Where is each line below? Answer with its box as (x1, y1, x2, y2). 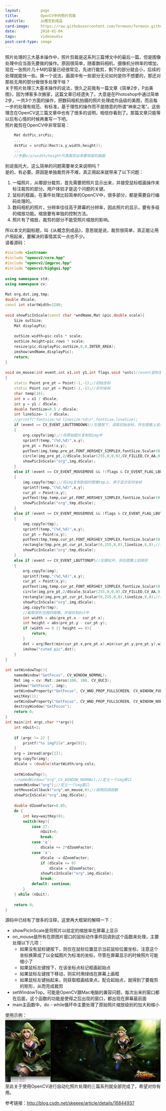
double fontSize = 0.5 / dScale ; (14, 407, 79, 412)
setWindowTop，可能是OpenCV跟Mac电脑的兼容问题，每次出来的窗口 (12, 989, 156, 995)
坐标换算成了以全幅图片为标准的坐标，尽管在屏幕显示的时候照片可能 (19, 952, 159, 958)
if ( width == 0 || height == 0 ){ (23, 626, 92, 631)
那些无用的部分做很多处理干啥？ (5, 79, 70, 85)
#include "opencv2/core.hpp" (5, 255, 65, 261)
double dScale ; (5, 297, 37, 302)
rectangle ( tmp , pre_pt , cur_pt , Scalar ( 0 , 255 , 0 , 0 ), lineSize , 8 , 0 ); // (23, 542, 161, 548)
